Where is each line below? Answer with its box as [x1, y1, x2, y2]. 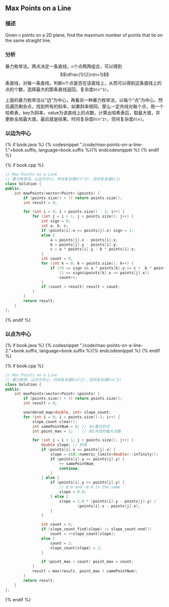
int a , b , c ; [41, 223, 69, 229]
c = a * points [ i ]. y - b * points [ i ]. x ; [50, 247, 136, 252]
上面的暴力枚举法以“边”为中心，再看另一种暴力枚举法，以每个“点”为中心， [5, 97, 158, 103]
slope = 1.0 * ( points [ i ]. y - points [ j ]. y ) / [59, 498, 156, 504]
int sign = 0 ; [41, 219, 71, 224]
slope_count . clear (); [32, 419, 78, 424]
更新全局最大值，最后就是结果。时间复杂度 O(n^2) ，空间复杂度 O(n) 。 [5, 116, 147, 122]
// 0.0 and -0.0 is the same [59, 485, 121, 490]
